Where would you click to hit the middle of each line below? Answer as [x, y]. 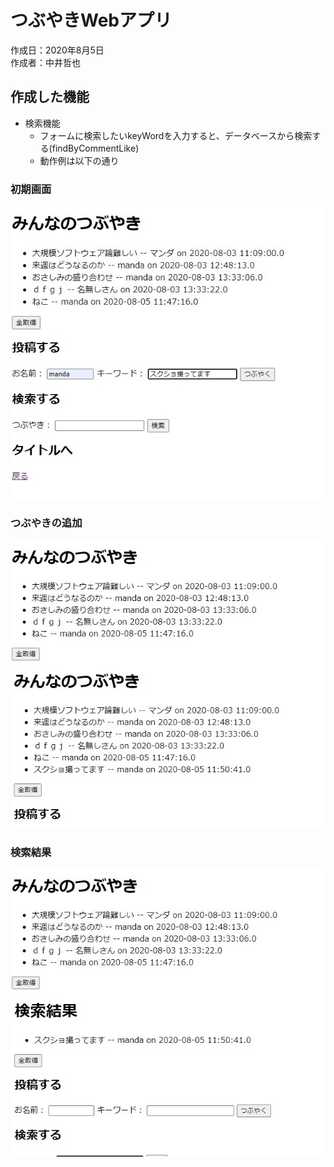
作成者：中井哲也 [45, 62]
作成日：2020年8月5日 [57, 50]
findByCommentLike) [95, 148]
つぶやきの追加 [46, 523]
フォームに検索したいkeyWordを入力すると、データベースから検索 [176, 135]
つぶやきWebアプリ [91, 20]
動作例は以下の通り [79, 160]
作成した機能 [50, 97]
